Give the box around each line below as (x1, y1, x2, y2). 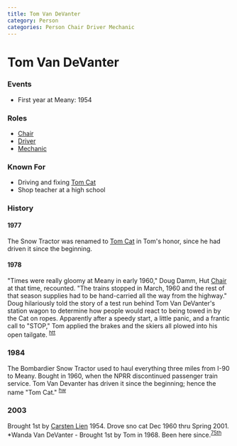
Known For (7, 162, 46, 172)
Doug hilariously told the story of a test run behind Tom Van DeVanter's (7, 299, 215, 307)
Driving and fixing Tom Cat (17, 178, 97, 186)
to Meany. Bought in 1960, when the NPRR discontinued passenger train (7, 372, 219, 380)
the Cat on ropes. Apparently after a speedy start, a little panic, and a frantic (7, 313, 231, 323)
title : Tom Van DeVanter (7, 10, 81, 18)
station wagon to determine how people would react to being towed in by (7, 306, 221, 315)
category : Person (7, 17, 59, 24)
